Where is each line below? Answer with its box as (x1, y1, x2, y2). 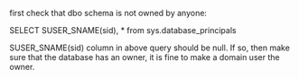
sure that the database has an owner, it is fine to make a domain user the (9, 52, 280, 62)
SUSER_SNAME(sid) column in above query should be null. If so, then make (9, 42, 291, 53)
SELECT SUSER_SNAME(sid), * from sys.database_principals (9, 25, 237, 35)
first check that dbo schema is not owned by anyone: (9, 8, 208, 18)
